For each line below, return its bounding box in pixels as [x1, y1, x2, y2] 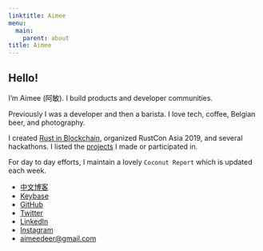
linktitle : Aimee [8, 11, 66, 20]
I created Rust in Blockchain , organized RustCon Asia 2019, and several [8, 133, 243, 142]
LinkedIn [19, 217, 49, 226]
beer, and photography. [8, 118, 86, 127]
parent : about [22, 34, 70, 42]
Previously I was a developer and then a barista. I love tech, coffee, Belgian [8, 109, 256, 118]
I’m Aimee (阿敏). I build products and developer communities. [8, 93, 213, 102]
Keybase [19, 191, 50, 201]
